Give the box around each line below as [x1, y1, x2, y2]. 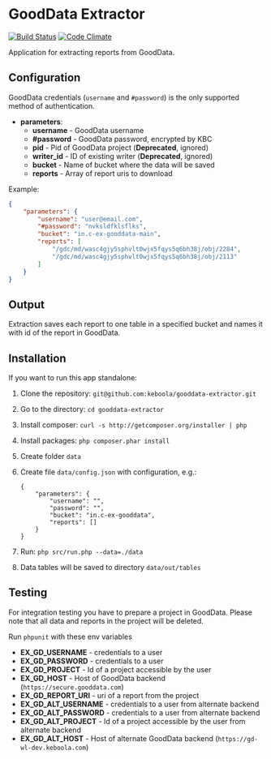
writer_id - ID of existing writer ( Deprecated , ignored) [32, 151, 213, 161]
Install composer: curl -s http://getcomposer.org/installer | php [19, 420, 247, 430]
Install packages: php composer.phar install [19, 435, 170, 445]
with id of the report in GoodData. [8, 328, 121, 337]
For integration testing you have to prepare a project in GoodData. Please [8, 607, 253, 617]
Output [8, 298, 45, 311]
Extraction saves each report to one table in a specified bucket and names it [8, 319, 263, 329]
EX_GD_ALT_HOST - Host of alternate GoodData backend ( [19, 733, 218, 743]
